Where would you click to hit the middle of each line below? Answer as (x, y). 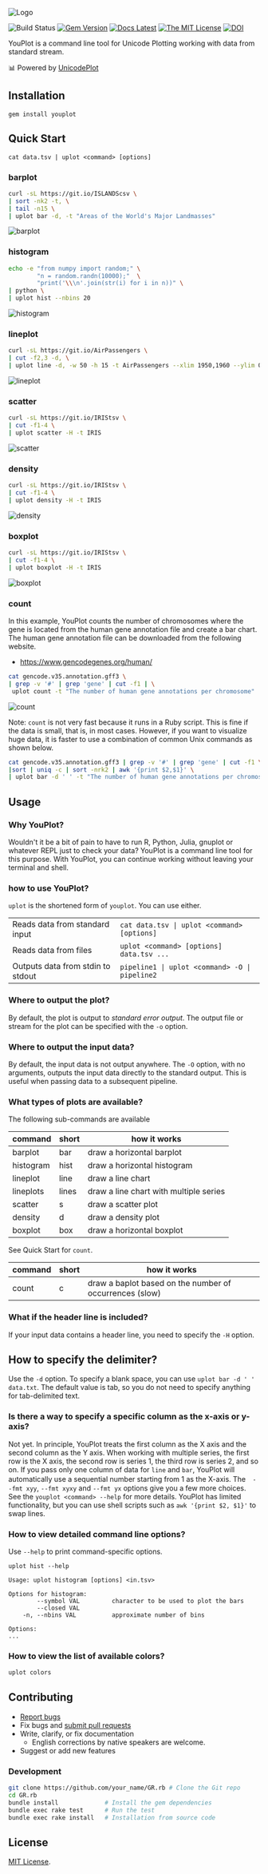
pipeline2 (138, 975)
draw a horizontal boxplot (135, 1230)
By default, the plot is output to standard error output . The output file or (126, 1018)
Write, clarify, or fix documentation (77, 1733)
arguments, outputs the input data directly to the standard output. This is (128, 1072)
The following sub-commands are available (79, 1119)
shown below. (31, 748)
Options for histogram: (48, 1594)
